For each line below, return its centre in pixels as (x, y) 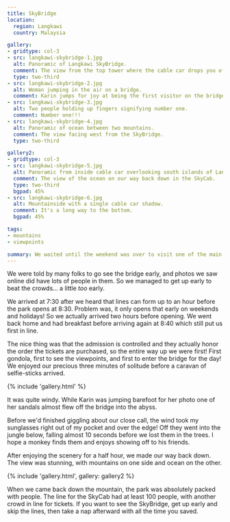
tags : (15, 229)
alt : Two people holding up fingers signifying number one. (101, 109)
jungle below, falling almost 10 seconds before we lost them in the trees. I (110, 435)
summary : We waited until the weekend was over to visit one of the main (115, 254)
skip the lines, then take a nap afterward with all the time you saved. (103, 511)
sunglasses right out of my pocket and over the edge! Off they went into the (114, 428)
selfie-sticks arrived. (36, 373)
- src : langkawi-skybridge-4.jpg (55, 121)
